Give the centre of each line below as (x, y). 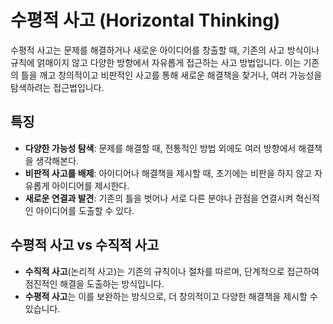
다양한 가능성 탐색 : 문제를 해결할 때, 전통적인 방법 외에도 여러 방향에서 (160, 148)
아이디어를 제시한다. (90, 185)
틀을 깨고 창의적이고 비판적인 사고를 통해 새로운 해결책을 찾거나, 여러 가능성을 (171, 75)
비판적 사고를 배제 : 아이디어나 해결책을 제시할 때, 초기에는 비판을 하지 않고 (168, 173)
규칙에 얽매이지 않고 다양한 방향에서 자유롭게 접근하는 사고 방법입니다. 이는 (156, 62)
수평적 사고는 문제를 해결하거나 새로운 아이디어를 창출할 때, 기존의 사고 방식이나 (165, 50)
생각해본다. (57, 160)
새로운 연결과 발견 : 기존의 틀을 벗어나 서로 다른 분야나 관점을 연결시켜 (159, 198)
